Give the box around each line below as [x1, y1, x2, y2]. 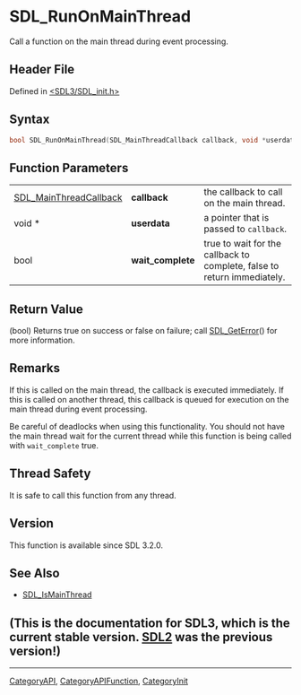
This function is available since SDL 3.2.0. [9, 540, 164, 551]
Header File [9, 62, 75, 77]
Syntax [9, 112, 50, 127]
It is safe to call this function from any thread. [9, 490, 176, 500]
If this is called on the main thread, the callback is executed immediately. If [9, 384, 285, 395]
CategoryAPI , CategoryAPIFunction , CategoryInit [9, 675, 188, 687]
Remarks [9, 361, 61, 376]
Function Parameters [9, 160, 129, 176]
